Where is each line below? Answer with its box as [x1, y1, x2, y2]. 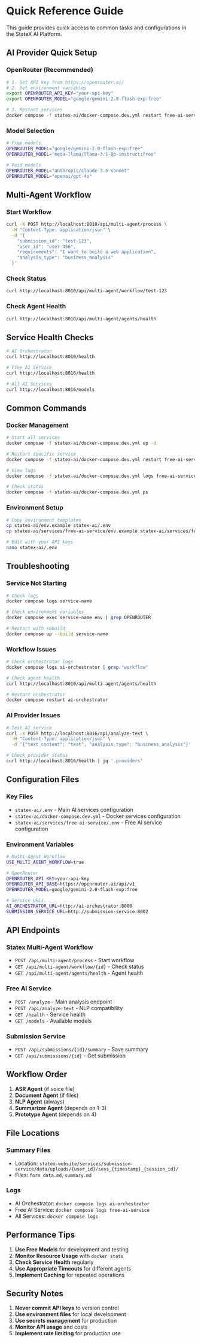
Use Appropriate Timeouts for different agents [14, 1265, 132, 1272]
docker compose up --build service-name [6, 630, 109, 637]
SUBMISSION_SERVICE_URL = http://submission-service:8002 [6, 908, 148, 914]
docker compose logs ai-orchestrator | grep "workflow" [6, 664, 148, 670]
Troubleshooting [6, 561, 70, 571]
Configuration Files [6, 774, 80, 785]
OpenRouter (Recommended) [6, 66, 94, 74]
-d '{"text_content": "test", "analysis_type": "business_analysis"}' [11, 741, 191, 748]
